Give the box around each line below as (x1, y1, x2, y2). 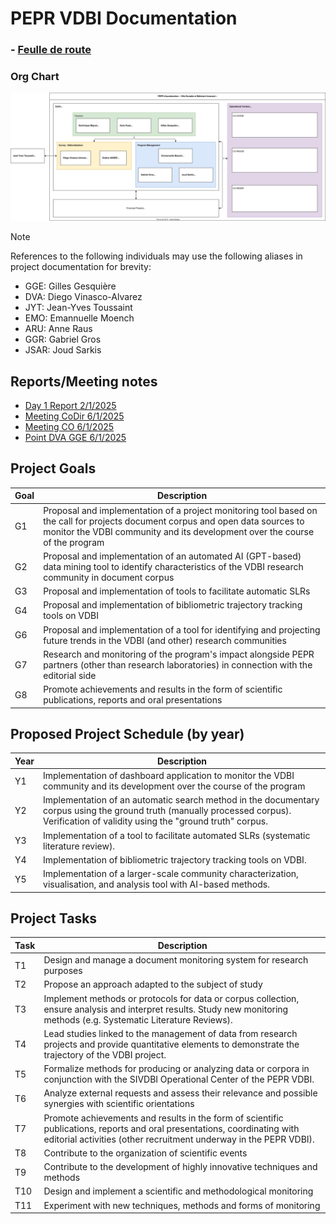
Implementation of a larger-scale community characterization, (43, 868, 299, 880)
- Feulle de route (10, 43, 92, 57)
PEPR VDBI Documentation (10, 7, 238, 30)
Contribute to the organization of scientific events (43, 1147, 248, 1159)
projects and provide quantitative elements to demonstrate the (43, 1038, 300, 1050)
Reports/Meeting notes (10, 373, 158, 390)
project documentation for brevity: (10, 261, 152, 273)
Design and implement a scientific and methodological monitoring (43, 1185, 314, 1197)
